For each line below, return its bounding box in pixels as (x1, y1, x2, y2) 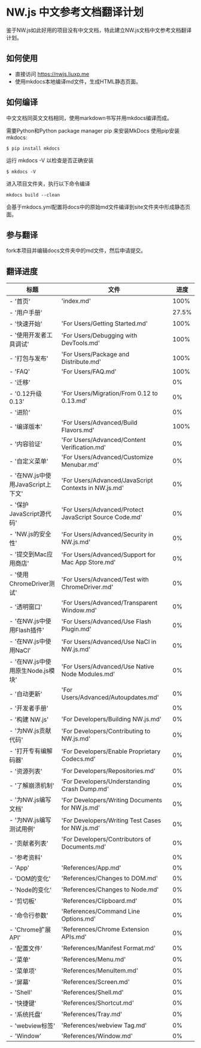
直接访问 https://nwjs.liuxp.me (14, 70, 90, 77)
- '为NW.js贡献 (9, 727, 51, 735)
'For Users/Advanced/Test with (61, 575, 149, 584)
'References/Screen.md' (61, 978, 130, 986)
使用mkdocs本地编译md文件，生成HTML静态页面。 (14, 77, 142, 85)
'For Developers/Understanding (61, 777, 151, 786)
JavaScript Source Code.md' (61, 513, 142, 521)
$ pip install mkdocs (6, 145, 60, 151)
